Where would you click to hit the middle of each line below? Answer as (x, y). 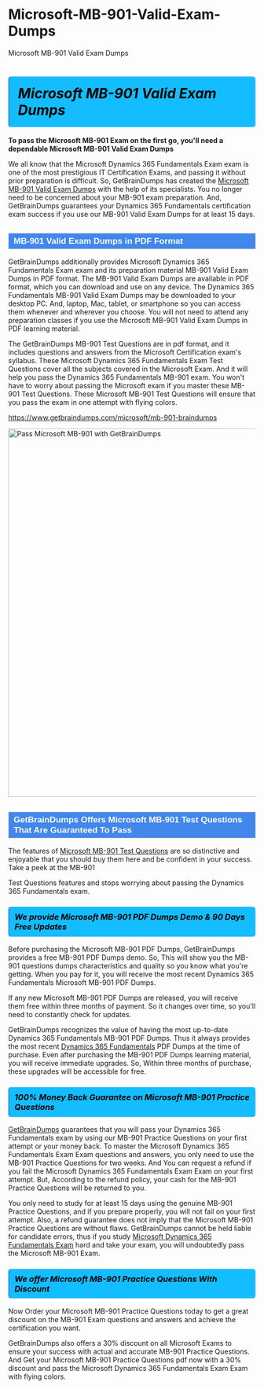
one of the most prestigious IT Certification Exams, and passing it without (127, 173)
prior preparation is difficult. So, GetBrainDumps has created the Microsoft (128, 181)
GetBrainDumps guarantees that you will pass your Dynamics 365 (115, 1129)
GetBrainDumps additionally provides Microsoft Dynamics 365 (109, 262)
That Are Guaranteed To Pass (73, 829)
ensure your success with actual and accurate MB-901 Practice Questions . (129, 1351)
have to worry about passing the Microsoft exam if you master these (119, 386)
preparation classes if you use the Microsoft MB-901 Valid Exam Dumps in (128, 321)
